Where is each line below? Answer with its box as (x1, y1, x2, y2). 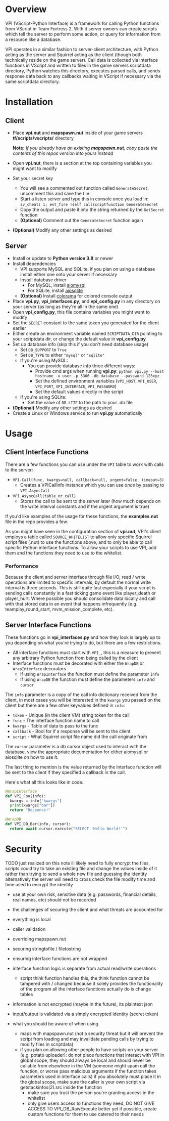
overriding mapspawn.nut (12, 936, 67, 942)
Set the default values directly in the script (35, 389, 124, 395)
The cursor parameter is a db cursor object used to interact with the (5, 743, 147, 749)
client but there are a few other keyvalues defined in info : (5, 702, 125, 708)
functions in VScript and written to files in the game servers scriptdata (5, 62, 151, 68)
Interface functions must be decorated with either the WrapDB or (12, 660, 144, 666)
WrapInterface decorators (12, 665, 67, 671)
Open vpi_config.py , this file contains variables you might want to (12, 309, 150, 315)
